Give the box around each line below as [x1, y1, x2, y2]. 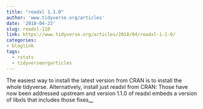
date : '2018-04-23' [6, 20, 56, 26]
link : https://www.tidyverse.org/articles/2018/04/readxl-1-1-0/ [6, 32, 176, 38]
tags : [6, 49, 20, 55]
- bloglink [6, 43, 34, 49]
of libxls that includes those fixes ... [6, 96, 93, 104]
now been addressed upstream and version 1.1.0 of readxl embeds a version [6, 90, 198, 97]
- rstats [12, 54, 34, 60]
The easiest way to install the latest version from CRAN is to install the [6, 77, 182, 84]
